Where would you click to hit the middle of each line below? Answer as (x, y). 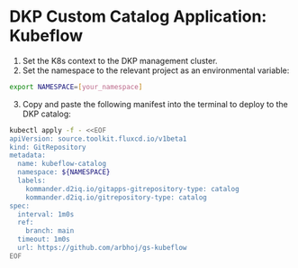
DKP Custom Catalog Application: (138, 17)
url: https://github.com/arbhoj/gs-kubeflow (102, 248)
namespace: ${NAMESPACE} (64, 172)
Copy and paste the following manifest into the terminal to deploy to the (155, 104)
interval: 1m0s (46, 214)
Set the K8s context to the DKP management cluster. (120, 60)
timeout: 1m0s (44, 240)
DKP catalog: (47, 114)
